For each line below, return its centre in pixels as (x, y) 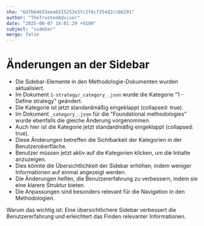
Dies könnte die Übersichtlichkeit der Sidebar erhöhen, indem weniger (103, 166)
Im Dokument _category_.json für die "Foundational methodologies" (101, 114)
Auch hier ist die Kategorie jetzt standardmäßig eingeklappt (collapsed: (104, 127)
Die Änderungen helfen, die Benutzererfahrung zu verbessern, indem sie (106, 179)
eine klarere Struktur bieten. (50, 185)
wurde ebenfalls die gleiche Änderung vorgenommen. (83, 121)
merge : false (23, 35)
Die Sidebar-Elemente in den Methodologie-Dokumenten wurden (97, 82)
